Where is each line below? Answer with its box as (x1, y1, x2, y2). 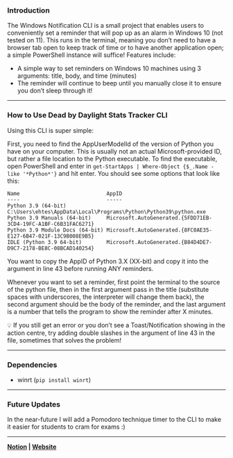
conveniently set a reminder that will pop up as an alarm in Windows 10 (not (7, 28, 223, 37)
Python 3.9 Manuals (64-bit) (7, 214, 92, 221)
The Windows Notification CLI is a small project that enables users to (7, 22, 205, 30)
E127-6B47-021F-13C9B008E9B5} (7, 232, 95, 240)
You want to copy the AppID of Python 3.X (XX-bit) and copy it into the (7, 256, 209, 265)
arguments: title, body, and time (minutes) (17, 72, 137, 80)
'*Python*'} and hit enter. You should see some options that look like (22, 169, 221, 177)
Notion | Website (7, 443, 57, 451)
